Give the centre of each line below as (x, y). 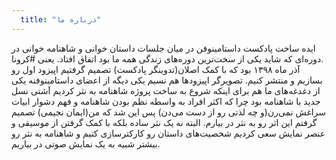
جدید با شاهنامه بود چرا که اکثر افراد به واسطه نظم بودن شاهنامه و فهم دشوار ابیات (166, 101)
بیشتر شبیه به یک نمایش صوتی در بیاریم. (86, 143)
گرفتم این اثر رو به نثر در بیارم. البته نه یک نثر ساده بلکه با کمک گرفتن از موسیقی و (164, 122)
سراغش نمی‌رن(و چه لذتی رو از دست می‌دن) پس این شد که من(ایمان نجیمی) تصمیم (169, 112)
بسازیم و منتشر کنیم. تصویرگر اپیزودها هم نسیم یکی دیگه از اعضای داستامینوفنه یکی (167, 80)
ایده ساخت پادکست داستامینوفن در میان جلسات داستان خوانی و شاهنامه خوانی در (163, 48)
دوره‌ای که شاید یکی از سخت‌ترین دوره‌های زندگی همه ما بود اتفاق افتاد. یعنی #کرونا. (167, 58)
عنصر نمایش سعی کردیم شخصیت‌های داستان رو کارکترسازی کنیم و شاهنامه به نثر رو (168, 133)
